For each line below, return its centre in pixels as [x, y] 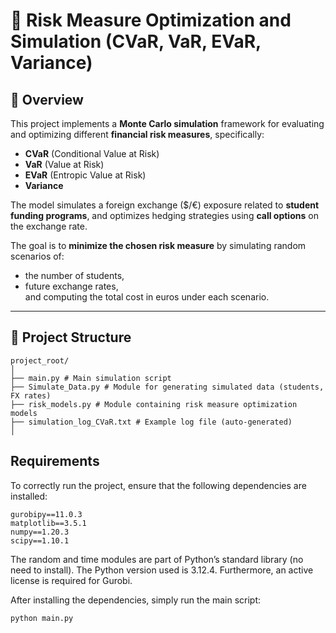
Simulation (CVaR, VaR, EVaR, [136, 41]
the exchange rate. [49, 226]
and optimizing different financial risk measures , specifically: [137, 134]
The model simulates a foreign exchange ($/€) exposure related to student [165, 205]
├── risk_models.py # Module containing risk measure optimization [154, 404]
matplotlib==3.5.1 [48, 523]
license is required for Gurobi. [71, 580]
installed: [29, 496]
